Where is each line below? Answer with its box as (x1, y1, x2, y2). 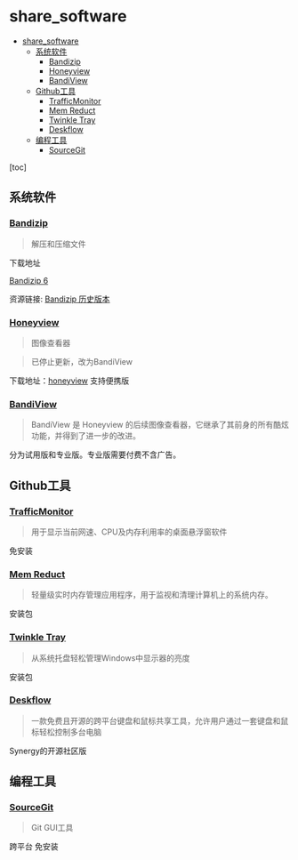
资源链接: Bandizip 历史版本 (9, 293, 110, 304)
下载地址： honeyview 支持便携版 (9, 375, 130, 386)
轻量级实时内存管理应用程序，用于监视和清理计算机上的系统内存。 (30, 590, 273, 600)
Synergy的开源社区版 (9, 745, 87, 756)
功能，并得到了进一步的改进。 (30, 430, 141, 441)
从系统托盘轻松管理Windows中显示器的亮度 (30, 652, 190, 663)
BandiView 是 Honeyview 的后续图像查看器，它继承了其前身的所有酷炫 (30, 420, 289, 430)
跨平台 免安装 (9, 841, 59, 852)
